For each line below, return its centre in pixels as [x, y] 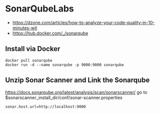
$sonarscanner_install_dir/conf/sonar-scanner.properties [64, 97]
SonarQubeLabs [39, 9]
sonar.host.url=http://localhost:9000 [45, 106]
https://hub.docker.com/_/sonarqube [50, 33]
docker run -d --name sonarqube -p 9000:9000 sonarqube [64, 65]
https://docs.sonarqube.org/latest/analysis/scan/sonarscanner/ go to [76, 92]
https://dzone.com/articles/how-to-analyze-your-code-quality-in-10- [83, 22]
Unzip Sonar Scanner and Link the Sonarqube [77, 80]
